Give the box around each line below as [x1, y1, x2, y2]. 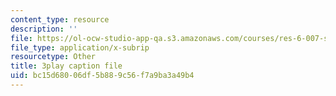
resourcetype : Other [10, 52, 97, 62]
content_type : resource [10, 14, 110, 25]
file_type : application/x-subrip [10, 42, 150, 53]
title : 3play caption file [10, 61, 123, 71]
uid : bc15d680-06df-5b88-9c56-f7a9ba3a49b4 [10, 71, 195, 81]
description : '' [10, 24, 78, 34]
